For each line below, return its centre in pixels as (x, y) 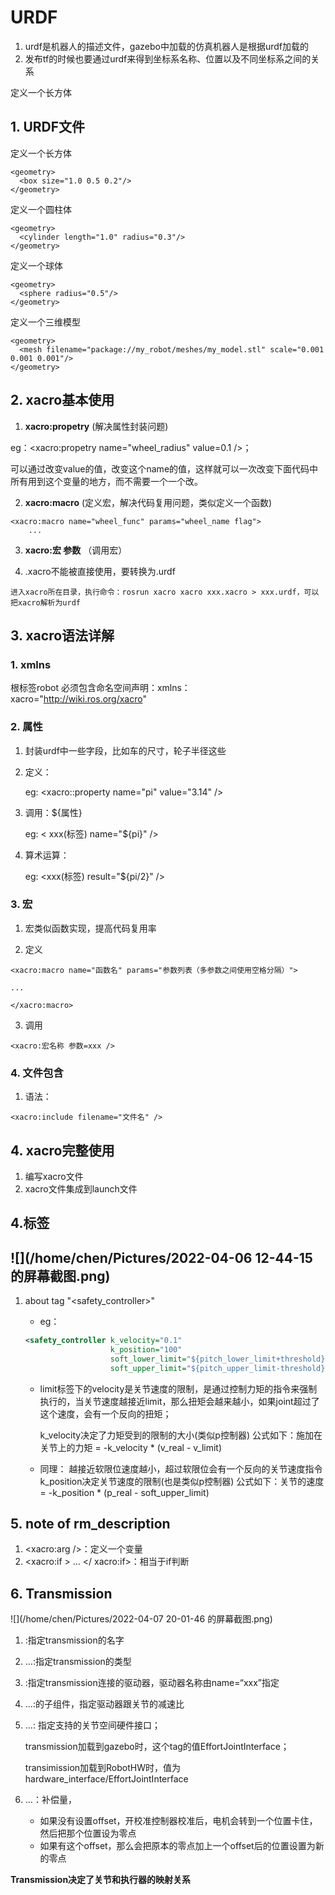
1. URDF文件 (48, 127)
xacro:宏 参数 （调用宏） (76, 550)
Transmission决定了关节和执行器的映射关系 (101, 1880)
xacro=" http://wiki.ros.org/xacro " (78, 699)
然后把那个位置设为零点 (88, 1833)
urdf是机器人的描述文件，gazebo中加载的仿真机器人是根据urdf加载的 (167, 46)
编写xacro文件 (54, 1176)
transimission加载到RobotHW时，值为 (102, 1768)
